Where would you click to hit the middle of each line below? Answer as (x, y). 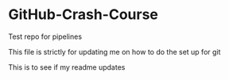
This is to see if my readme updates (67, 67)
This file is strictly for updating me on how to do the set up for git (114, 51)
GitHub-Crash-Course (83, 15)
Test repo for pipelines (45, 36)
